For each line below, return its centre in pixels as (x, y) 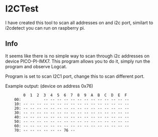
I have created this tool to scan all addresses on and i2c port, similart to (79, 23)
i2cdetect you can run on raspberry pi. (45, 28)
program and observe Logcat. (36, 66)
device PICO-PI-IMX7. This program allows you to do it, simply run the (78, 61)
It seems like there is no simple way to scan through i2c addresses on (77, 56)
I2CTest (22, 9)
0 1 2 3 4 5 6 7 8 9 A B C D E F (75, 95)
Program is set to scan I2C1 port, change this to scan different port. (75, 76)
